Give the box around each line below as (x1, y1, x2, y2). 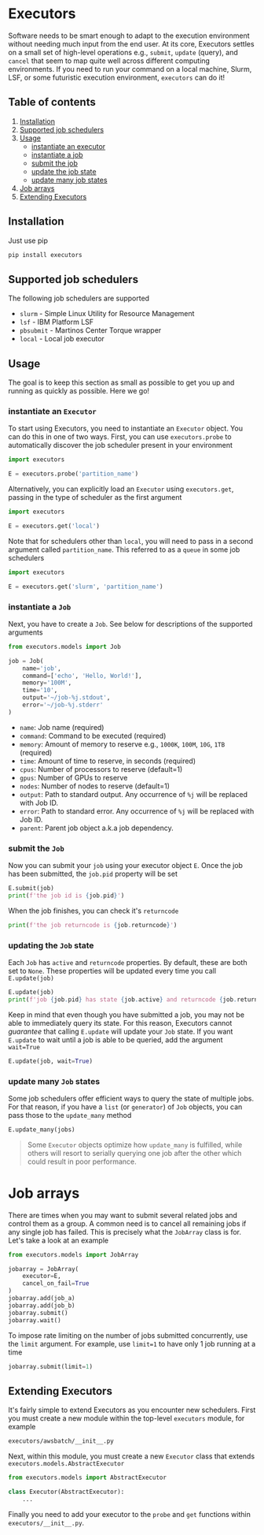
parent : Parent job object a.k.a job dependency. (19, 823, 174, 833)
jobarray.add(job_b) (8, 1302, 76, 1310)
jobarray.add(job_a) (8, 1295, 76, 1302)
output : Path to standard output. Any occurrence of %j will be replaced (19, 789, 247, 799)
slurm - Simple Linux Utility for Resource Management (19, 309, 195, 319)
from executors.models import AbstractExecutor (8, 1474, 167, 1482)
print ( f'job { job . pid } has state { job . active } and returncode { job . (8, 995, 237, 1004)
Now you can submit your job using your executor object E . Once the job (8, 861, 244, 870)
